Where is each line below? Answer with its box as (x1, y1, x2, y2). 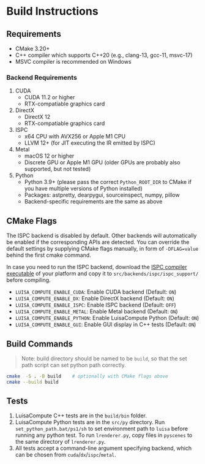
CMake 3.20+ (15, 45, 50, 52)
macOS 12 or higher (24, 152, 75, 160)
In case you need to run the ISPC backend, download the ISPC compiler (6, 264, 188, 271)
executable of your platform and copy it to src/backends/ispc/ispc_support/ (6, 270, 199, 277)
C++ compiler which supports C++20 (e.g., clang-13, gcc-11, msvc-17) (15, 51, 193, 59)
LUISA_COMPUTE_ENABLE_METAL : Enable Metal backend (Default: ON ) (15, 308, 179, 315)
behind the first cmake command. (6, 251, 92, 259)
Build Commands (6, 338, 73, 349)
